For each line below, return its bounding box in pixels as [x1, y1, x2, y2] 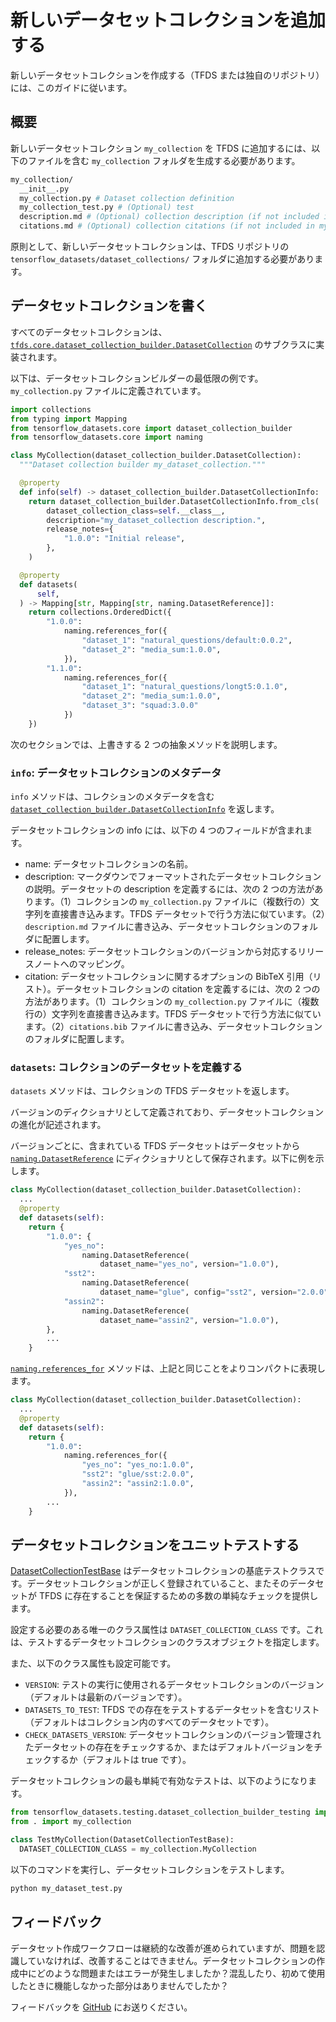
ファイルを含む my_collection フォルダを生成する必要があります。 [27, 154, 301, 166]
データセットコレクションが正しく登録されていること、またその [26, 1577, 290, 1590]
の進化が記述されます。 [10, 1119, 107, 1131]
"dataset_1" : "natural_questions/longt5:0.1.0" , [81, 682, 288, 692]
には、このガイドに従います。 [10, 81, 133, 93]
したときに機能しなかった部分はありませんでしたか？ [10, 1979, 229, 1991]
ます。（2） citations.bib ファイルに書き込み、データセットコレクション [24, 1021, 323, 1033]
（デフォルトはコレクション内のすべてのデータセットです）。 [24, 1716, 275, 1728]
